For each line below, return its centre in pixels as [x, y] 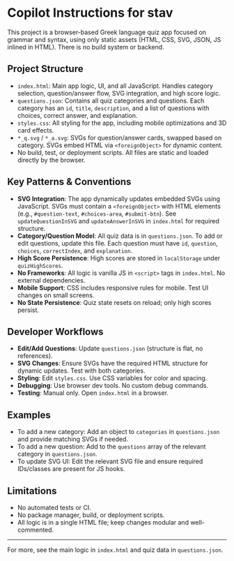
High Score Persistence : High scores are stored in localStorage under [119, 258]
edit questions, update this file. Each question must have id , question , [117, 243]
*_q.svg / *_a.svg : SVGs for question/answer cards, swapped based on [119, 137]
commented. [36, 530]
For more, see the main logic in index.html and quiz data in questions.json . [115, 550]
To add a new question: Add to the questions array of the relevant [111, 447]
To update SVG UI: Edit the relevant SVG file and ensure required [110, 461]
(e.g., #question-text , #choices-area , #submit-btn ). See [96, 214]
